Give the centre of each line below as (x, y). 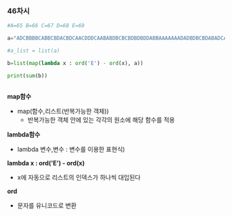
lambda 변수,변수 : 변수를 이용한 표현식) (71, 149)
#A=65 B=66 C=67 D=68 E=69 (46, 26)
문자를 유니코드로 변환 (47, 205)
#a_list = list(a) (33, 51)
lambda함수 (24, 134)
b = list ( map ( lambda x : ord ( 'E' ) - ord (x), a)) (75, 63)
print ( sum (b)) (28, 75)
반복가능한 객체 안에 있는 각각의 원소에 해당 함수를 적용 (101, 120)
